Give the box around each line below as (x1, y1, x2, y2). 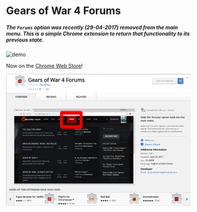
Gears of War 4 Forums (6, 4, 121, 18)
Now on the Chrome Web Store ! (6, 63, 83, 70)
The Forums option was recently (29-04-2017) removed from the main (6, 23, 178, 30)
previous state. (6, 36, 44, 43)
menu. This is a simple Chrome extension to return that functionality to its (6, 30, 190, 37)
